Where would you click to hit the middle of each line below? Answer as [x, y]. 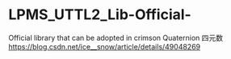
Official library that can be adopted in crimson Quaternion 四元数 [116, 37]
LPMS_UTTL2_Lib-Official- [100, 15]
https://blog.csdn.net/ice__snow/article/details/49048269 [104, 46]
